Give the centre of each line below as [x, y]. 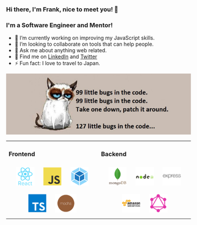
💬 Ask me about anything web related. [61, 51]
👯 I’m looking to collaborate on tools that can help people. [84, 44]
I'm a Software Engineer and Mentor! [60, 25]
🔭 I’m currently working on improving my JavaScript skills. [85, 38]
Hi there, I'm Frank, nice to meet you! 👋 [62, 9]
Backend [114, 154]
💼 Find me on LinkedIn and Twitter [56, 57]
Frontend [22, 154]
